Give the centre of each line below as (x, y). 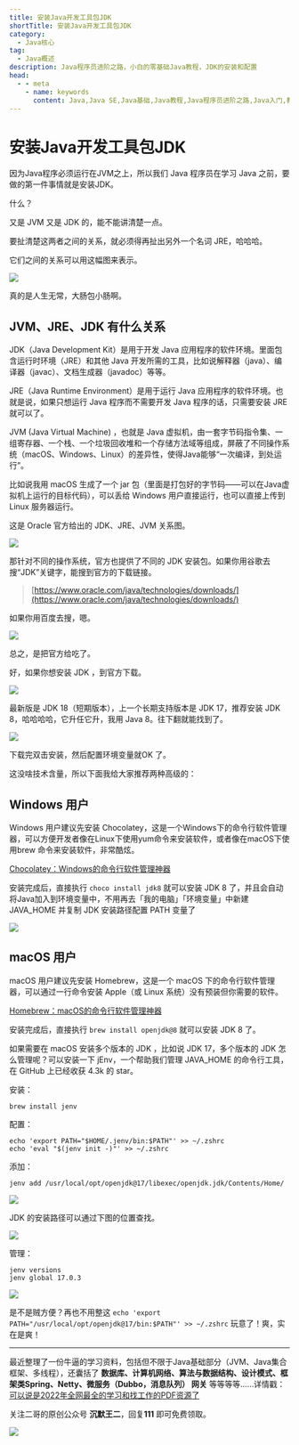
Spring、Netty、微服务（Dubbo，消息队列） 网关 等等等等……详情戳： (155, 1384)
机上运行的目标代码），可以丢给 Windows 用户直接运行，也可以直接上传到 (151, 496)
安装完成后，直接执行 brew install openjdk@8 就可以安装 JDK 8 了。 (135, 1029)
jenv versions (36, 1270)
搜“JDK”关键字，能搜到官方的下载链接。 (83, 572)
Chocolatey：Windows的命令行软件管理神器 (90, 868)
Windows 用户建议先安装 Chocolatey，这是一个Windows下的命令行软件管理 (148, 827)
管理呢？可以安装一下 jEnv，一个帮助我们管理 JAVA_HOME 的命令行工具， (153, 1059)
